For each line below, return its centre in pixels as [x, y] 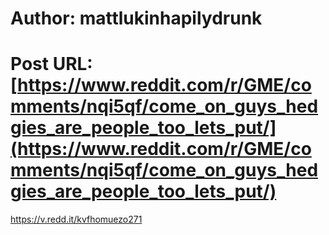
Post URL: [51, 64]
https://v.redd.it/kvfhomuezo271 [76, 219]
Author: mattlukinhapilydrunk [136, 18]
